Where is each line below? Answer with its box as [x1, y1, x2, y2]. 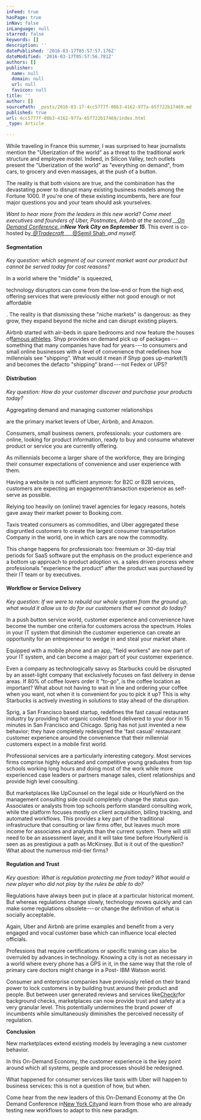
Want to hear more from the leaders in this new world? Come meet [6, 211, 171, 218]
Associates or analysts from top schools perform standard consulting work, [6, 802, 193, 809]
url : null [11, 82, 36, 88]
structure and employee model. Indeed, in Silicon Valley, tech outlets [6, 155, 176, 162]
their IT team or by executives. [6, 571, 82, 578]
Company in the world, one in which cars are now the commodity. [6, 534, 169, 541]
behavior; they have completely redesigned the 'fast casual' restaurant [6, 727, 181, 734]
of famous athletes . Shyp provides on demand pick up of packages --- [6, 335, 178, 343]
